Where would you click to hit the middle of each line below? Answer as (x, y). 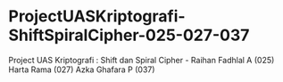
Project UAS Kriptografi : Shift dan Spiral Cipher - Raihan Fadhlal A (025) (141, 60)
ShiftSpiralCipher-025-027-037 (129, 35)
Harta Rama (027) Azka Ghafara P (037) (82, 70)
